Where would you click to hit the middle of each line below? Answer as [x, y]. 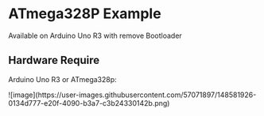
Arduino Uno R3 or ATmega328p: [62, 79]
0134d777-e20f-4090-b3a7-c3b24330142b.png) [89, 103]
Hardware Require [54, 60]
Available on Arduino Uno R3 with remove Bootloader [95, 36]
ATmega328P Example [85, 14]
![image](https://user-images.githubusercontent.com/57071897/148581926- [132, 95]
